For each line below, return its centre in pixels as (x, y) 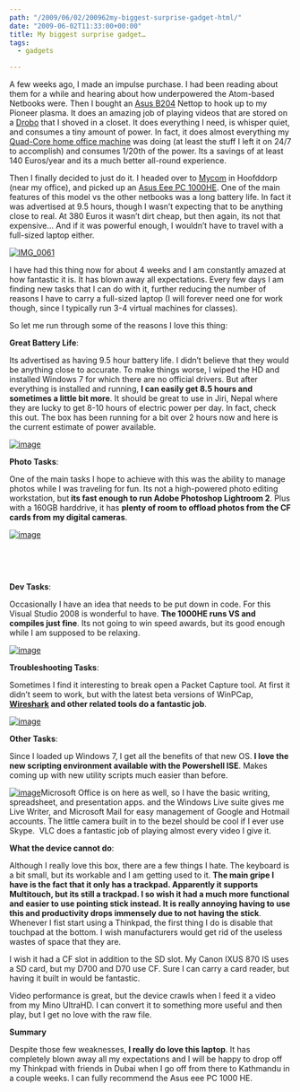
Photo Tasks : (34, 462)
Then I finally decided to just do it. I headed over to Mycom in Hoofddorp (143, 178)
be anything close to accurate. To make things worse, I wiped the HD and (145, 370)
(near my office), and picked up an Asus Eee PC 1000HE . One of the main (145, 188)
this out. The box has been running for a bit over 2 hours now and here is (144, 417)
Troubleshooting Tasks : (54, 668)
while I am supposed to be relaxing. (75, 633)
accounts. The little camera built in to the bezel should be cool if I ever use (147, 821)
